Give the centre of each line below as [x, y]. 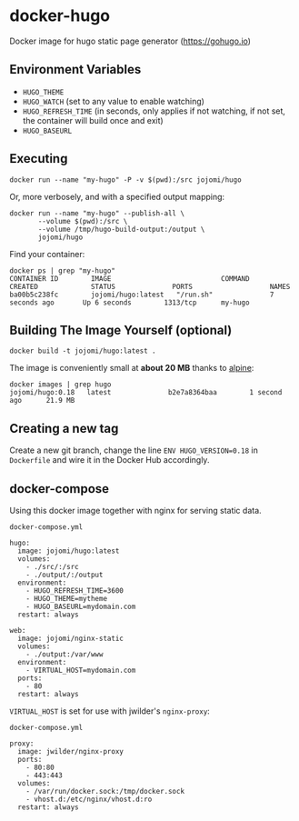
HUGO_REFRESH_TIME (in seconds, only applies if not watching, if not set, [154, 111]
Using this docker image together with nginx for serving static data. [135, 511]
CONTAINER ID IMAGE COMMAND [130, 278]
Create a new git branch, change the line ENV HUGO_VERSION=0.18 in [134, 450]
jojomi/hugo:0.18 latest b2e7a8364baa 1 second [146, 393]
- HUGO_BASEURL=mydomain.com [81, 606]
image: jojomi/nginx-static [71, 638]
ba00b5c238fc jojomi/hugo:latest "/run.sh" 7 [142, 295]
